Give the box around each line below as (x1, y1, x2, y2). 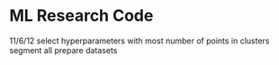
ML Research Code (9, 5, 154, 26)
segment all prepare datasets (9, 44, 118, 55)
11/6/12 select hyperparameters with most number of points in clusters (9, 35, 270, 46)
